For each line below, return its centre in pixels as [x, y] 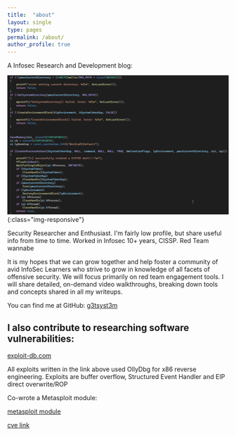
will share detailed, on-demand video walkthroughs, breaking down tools [113, 285]
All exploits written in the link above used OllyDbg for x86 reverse [102, 369]
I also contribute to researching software [98, 328]
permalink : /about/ [36, 37]
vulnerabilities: [41, 338]
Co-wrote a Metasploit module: [52, 397]
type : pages [25, 30]
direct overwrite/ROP [38, 384]
